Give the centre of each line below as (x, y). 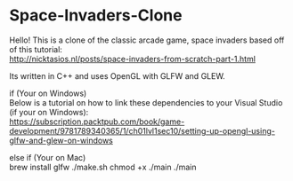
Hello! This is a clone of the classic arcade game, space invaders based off (147, 40)
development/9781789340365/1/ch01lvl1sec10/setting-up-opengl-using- (142, 130)
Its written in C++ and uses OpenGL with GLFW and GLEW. (117, 75)
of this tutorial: (36, 49)
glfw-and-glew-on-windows (61, 140)
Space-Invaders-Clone (96, 16)
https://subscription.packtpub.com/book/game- (97, 122)
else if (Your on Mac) (48, 157)
